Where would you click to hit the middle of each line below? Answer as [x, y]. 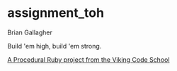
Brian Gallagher [30, 32]
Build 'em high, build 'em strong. [55, 46]
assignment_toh [56, 13]
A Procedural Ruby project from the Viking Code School [88, 59]
